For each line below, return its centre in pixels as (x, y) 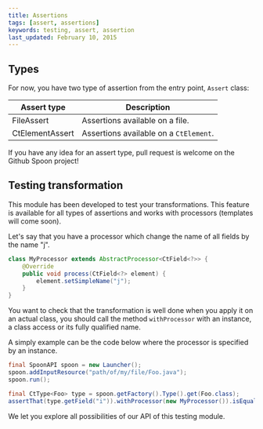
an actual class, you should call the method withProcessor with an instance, (130, 319)
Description (148, 107)
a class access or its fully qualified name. (74, 327)
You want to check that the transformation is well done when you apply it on (131, 311)
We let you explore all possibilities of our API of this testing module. (117, 416)
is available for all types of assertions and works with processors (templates (131, 213)
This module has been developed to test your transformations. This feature (129, 204)
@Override (38, 266)
